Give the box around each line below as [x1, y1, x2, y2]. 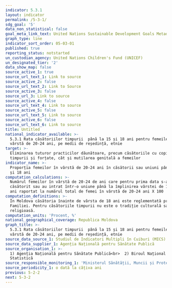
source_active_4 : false [5, 98, 56, 103]
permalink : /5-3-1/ [5, 17, 47, 22]
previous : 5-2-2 [5, 270, 40, 275]
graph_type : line [5, 36, 42, 42]
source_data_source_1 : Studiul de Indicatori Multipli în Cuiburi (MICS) [5, 237, 166, 242]
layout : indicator [5, 12, 45, 17]
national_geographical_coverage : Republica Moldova [5, 218, 118, 223]
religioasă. [10, 208, 36, 213]
